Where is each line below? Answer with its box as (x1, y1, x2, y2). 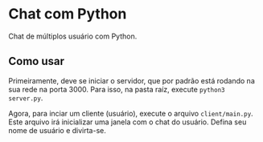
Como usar (8, 55, 65, 68)
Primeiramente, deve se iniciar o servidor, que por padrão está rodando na (8, 75, 255, 85)
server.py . (8, 93, 43, 103)
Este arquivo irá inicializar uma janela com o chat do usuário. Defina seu (8, 117, 247, 127)
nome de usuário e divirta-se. (8, 125, 106, 135)
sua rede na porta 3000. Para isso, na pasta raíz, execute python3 (8, 84, 225, 94)
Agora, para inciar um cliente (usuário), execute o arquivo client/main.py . (8, 108, 253, 118)
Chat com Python (8, 5, 127, 23)
